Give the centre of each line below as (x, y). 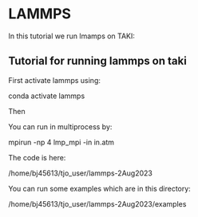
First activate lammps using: (55, 80)
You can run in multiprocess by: (60, 126)
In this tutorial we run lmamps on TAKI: (72, 36)
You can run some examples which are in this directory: (100, 188)
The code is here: (37, 157)
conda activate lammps (47, 96)
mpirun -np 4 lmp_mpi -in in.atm (61, 142)
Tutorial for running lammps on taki (98, 61)
